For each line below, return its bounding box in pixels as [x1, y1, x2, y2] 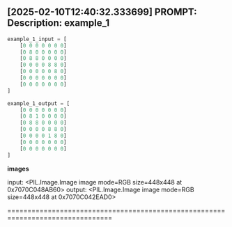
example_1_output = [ [7, 100, 70, 107]
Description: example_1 [7, 17, 110, 29]
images [7, 164, 29, 173]
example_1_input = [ [7, 36, 68, 42]
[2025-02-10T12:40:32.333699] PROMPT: [7, 6, 197, 18]
